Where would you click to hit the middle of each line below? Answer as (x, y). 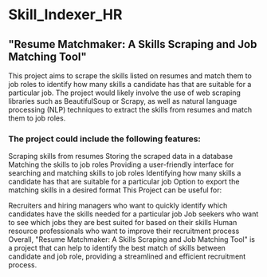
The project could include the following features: (105, 139)
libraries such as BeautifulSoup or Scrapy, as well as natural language (123, 101)
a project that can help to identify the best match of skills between (117, 248)
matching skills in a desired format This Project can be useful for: (115, 190)
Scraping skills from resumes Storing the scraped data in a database (121, 156)
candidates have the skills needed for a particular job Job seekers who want (133, 214)
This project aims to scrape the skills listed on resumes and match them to (130, 76)
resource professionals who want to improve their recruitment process (124, 231)
